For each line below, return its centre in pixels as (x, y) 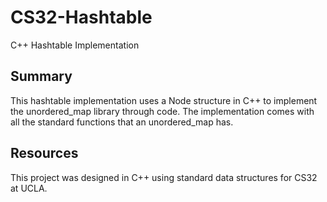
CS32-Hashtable (81, 17)
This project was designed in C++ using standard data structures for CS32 (164, 177)
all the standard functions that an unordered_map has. (122, 122)
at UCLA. (29, 188)
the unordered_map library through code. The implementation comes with (162, 111)
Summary (41, 76)
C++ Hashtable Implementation (75, 45)
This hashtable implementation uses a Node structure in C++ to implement (164, 100)
